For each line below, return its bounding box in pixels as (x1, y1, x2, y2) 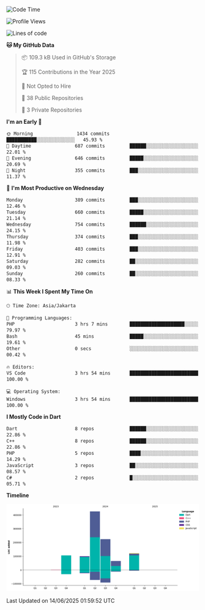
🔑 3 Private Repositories (21, 106, 83, 113)
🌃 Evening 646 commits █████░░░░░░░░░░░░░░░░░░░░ (6, 155, 199, 161)
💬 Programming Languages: (6, 315, 72, 321)
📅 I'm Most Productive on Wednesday (6, 185, 104, 191)
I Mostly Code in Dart (6, 413, 61, 420)
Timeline (6, 492, 29, 499)
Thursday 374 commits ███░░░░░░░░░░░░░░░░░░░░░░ (6, 234, 199, 240)
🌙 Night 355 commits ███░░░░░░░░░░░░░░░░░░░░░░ (6, 167, 199, 173)
